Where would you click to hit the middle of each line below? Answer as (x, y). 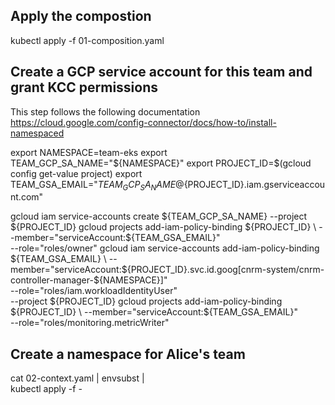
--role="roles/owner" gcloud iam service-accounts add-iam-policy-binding (165, 248)
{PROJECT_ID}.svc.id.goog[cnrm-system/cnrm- (225, 270)
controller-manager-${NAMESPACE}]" (89, 280)
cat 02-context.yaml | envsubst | (77, 378)
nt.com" (27, 197)
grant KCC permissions (84, 87)
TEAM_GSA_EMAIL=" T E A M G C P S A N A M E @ (97, 185)
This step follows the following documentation (105, 111)
